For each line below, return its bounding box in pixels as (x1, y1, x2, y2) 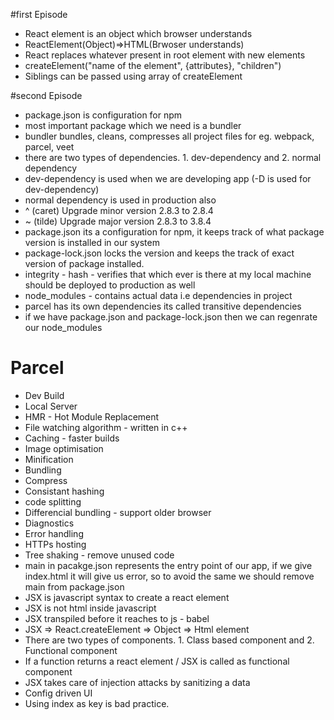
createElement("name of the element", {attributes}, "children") (24, 60, 282, 71)
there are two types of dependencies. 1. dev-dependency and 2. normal (24, 152, 322, 163)
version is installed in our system (24, 237, 160, 248)
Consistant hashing (24, 485, 105, 497)
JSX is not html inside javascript (24, 602, 157, 614)
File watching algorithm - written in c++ (24, 421, 188, 433)
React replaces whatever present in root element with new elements (24, 49, 306, 61)
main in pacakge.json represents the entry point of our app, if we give (24, 559, 313, 571)
